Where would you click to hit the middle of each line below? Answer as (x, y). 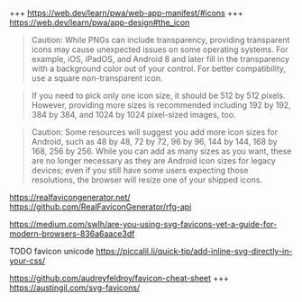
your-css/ (27, 261)
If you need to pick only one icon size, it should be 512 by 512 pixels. (158, 95)
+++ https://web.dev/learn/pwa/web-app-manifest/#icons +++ (126, 13)
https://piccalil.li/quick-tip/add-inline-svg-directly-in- (194, 251)
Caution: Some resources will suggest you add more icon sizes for (154, 132)
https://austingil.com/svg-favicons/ (75, 288)
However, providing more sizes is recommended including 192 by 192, (161, 105)
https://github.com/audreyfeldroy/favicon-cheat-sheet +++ (119, 278)
